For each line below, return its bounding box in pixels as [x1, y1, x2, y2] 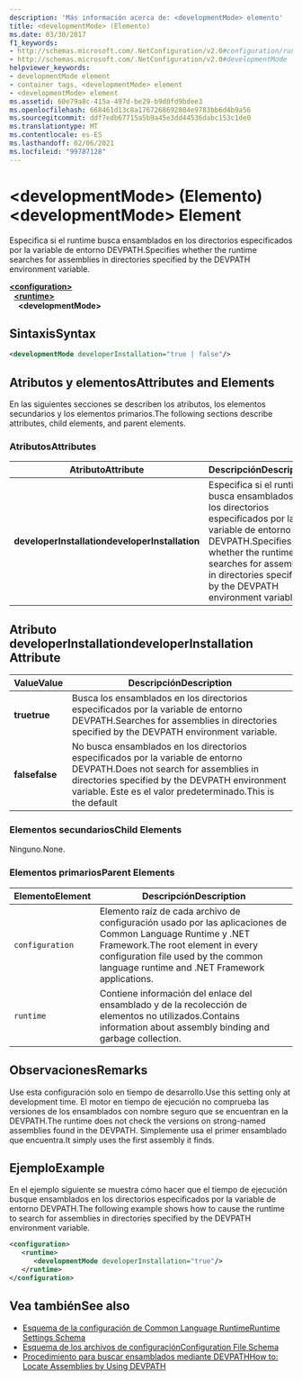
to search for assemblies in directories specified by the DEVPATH [9, 1213, 252, 1224]
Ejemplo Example [9, 1160, 105, 1176]
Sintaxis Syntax [9, 326, 96, 341]
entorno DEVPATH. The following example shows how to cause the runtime [9, 1204, 285, 1214]
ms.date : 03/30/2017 [9, 30, 87, 39]
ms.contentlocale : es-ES [9, 131, 102, 140]
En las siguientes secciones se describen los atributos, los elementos [9, 399, 267, 410]
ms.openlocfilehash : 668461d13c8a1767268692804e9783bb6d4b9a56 [9, 105, 252, 114]
